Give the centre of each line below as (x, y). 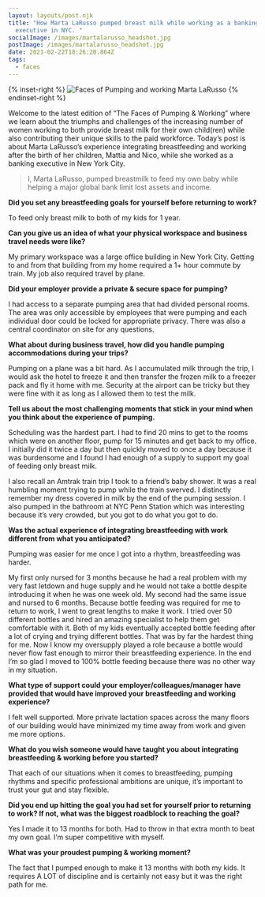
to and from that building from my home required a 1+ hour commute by (125, 265)
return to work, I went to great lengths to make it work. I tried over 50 (120, 611)
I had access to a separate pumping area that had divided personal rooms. (129, 304)
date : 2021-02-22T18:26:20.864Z (61, 52)
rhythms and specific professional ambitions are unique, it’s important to (125, 781)
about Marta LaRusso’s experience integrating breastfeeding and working (127, 146)
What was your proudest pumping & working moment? (100, 852)
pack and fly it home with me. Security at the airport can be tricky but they (129, 385)
